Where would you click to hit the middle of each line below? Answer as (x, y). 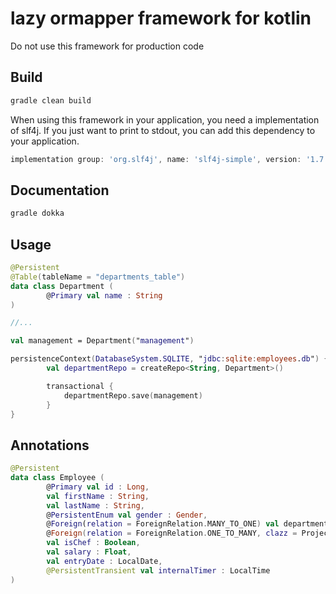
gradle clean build (51, 100)
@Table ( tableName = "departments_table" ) (98, 277)
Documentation (60, 190)
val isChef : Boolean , (93, 543)
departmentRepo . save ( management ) (133, 395)
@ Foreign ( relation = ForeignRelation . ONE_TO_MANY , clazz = (172, 533)
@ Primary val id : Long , (98, 487)
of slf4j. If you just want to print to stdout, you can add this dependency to (163, 130)
